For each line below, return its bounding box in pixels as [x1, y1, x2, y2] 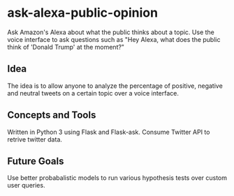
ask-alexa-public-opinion [7, 5, 159, 21]
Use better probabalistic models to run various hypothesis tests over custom [7, 174, 228, 182]
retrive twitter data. [7, 135, 63, 144]
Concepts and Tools [7, 110, 96, 121]
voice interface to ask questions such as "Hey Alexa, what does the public [7, 35, 221, 43]
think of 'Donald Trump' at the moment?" [7, 43, 124, 51]
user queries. [7, 181, 45, 190]
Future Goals [7, 155, 64, 167]
